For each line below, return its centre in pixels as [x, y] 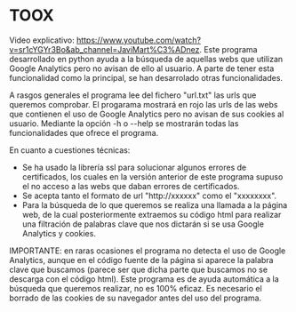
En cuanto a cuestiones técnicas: [70, 150]
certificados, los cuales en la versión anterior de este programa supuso [152, 176]
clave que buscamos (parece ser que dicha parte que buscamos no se [139, 269]
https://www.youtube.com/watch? [139, 40]
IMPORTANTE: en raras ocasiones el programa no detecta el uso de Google [148, 251]
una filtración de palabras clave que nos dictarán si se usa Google [143, 224]
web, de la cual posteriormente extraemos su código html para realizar [152, 214]
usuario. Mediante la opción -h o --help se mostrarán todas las [124, 123]
